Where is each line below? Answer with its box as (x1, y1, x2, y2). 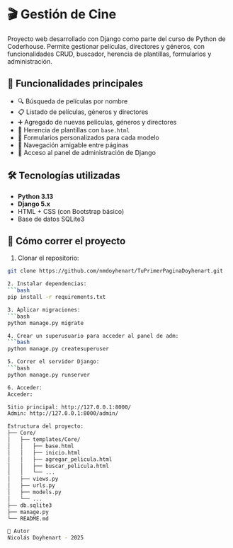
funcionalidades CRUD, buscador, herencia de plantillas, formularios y (7, 50, 212, 58)
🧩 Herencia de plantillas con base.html (17, 125, 130, 134)
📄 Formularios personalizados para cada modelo (17, 133, 159, 142)
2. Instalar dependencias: (7, 280, 87, 287)
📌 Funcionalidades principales (7, 78, 144, 90)
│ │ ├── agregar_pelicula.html (7, 455, 113, 463)
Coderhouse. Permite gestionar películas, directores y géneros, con (7, 42, 205, 50)
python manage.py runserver (7, 371, 91, 378)
